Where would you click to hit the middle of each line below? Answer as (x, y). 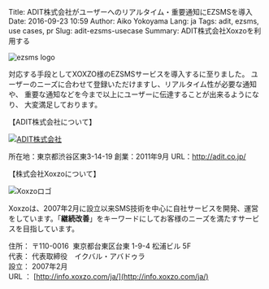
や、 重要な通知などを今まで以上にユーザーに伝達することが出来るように (130, 94)
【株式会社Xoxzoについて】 (54, 174)
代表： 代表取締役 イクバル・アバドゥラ (77, 256)
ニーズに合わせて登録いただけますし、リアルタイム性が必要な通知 (147, 84)
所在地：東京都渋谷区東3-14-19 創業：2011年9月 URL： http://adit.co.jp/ (127, 156)
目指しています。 (51, 229)
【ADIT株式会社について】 (52, 122)
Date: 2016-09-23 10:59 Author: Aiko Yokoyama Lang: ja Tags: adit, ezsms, (134, 21)
